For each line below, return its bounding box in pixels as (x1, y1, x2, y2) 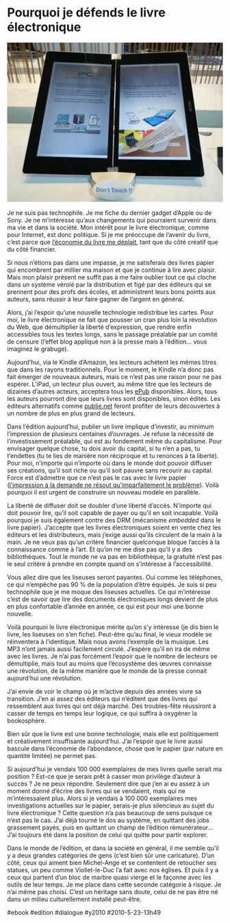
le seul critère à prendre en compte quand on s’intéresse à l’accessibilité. (7, 560, 213, 568)
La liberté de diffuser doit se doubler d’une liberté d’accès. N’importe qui (7, 501, 212, 510)
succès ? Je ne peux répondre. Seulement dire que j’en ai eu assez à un (7, 779, 210, 788)
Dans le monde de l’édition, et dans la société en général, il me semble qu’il (7, 844, 219, 852)
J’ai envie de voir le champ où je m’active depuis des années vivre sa (7, 687, 202, 696)
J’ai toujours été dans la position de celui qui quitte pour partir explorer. (7, 831, 208, 839)
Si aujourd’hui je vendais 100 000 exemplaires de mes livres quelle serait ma (7, 765, 222, 773)
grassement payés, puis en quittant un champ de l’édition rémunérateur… (7, 823, 214, 832)
